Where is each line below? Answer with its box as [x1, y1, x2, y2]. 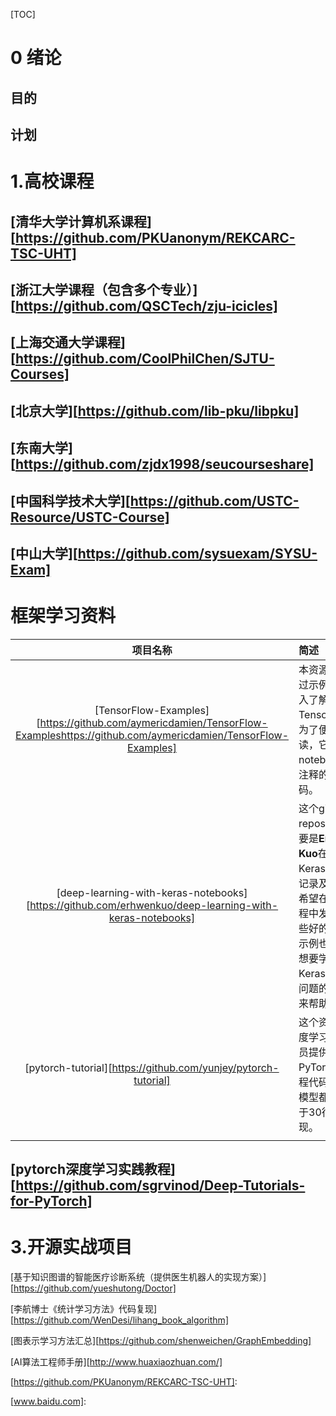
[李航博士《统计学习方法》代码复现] [10, 1303, 158, 1315]
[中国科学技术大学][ [10, 492, 131, 509]
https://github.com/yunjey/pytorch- [111, 1060, 280, 1074]
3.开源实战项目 [10, 1236, 133, 1259]
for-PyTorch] [10, 1193, 93, 1210]
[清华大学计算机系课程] [10, 213, 152, 230]
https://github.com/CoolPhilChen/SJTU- [14, 350, 275, 368]
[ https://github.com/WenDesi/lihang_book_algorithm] [10, 1314, 229, 1326]
